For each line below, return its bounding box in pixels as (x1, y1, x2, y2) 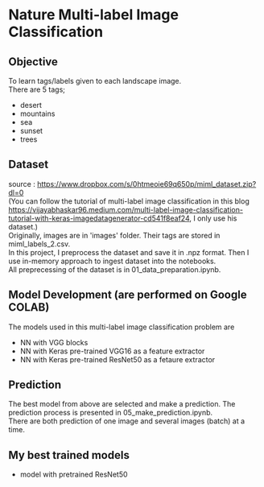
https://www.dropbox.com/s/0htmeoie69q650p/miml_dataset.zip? (37, 179, 257, 188)
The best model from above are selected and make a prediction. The (8, 399, 236, 409)
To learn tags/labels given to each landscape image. (8, 76, 182, 85)
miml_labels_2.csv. (8, 239, 71, 249)
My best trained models (8, 448, 130, 462)
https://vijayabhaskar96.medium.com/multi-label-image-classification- (8, 204, 244, 214)
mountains (19, 109, 56, 118)
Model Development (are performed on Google (8, 288, 247, 302)
